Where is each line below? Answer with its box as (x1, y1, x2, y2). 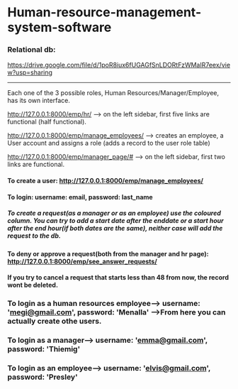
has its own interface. (7, 97, 71, 105)
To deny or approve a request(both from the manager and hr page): (7, 249, 209, 258)
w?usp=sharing (7, 68, 53, 77)
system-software (7, 19, 112, 35)
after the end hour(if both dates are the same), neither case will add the (7, 224, 223, 233)
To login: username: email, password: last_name (7, 192, 154, 201)
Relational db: (7, 45, 56, 55)
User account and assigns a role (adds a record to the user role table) (7, 139, 210, 148)
